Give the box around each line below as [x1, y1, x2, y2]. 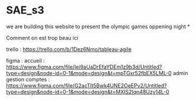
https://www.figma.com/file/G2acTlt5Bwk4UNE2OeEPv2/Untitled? [6, 82, 167, 89]
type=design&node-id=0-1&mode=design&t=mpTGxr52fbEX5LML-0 [6, 69, 172, 76]
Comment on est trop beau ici [6, 34, 79, 41]
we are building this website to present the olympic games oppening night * [6, 23, 190, 30]
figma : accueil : [6, 57, 45, 64]
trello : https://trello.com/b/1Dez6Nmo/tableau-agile [6, 45, 132, 53]
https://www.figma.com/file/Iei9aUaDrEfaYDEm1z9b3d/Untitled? [6, 63, 162, 70]
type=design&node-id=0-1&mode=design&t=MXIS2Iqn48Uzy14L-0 [6, 88, 169, 95]
